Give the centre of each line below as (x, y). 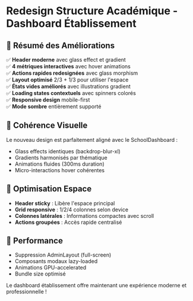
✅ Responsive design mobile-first (48, 100)
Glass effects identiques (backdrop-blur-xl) (67, 151)
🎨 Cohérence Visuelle (47, 126)
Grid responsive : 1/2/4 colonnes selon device (72, 210)
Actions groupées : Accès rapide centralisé (68, 222)
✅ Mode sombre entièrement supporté (54, 106)
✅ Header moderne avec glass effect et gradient (66, 60)
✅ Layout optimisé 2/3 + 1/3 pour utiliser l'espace (67, 80)
